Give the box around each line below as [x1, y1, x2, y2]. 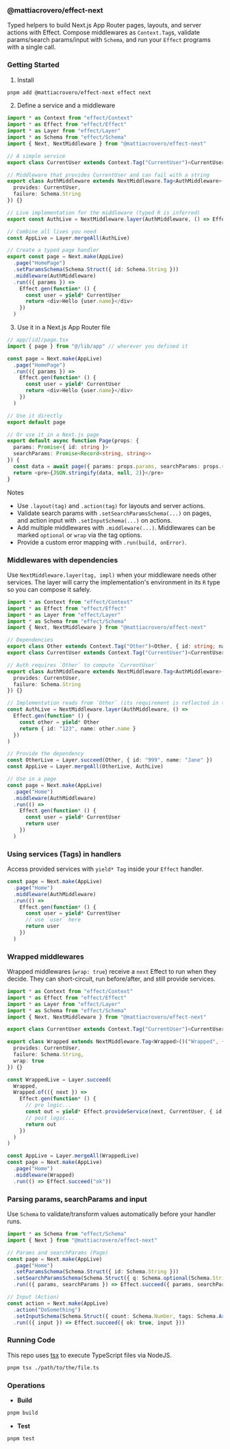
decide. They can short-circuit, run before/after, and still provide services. [7, 974, 216, 983]
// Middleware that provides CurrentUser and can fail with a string [7, 171, 210, 179]
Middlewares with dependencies [7, 555, 118, 564]
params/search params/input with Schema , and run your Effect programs [7, 36, 211, 44]
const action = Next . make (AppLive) [7, 1300, 109, 1307]
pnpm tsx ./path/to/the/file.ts [7, 1364, 99, 1371]
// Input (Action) [7, 1294, 60, 1301]
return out [25, 1121, 57, 1128]
